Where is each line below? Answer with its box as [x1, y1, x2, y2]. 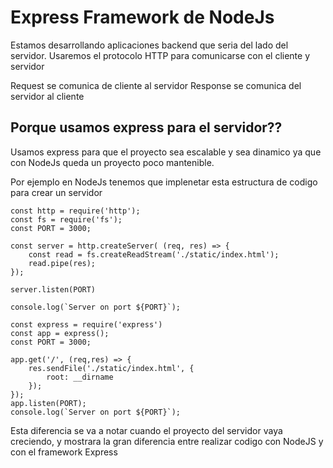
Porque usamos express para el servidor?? [10, 119, 283, 136]
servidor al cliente [10, 90, 85, 102]
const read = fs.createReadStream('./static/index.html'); [28, 249, 280, 260]
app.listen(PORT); [10, 398, 87, 408]
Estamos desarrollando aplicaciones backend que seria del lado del [10, 39, 289, 51]
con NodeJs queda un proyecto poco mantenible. [10, 156, 215, 168]
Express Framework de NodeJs [10, 6, 275, 29]
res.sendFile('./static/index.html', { [28, 363, 195, 373]
